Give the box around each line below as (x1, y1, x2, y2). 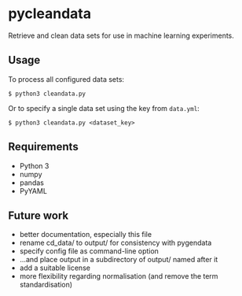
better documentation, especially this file (19, 230, 152, 239)
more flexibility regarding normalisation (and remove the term (19, 272, 218, 281)
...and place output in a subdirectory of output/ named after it (19, 255, 218, 265)
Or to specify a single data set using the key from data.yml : (8, 103, 200, 113)
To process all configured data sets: (8, 74, 124, 83)
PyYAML (19, 186, 47, 195)
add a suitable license (19, 263, 90, 272)
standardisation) (19, 280, 73, 290)
